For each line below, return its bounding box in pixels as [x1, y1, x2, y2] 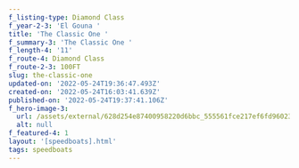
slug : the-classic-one [8, 71, 93, 80]
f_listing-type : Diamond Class [8, 12, 125, 22]
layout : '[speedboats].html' [8, 137, 117, 146]
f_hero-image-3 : [8, 104, 69, 113]
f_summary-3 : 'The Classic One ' [8, 37, 133, 47]
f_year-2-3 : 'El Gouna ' [8, 21, 101, 30]
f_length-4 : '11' [8, 46, 73, 55]
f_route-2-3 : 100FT [8, 63, 81, 72]
